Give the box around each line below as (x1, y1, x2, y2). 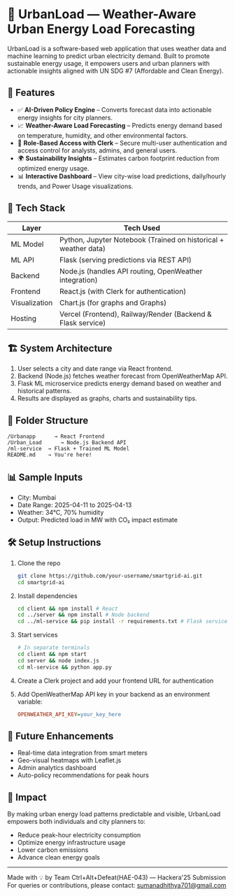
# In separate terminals (17, 644, 90, 651)
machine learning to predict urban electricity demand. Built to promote (7, 52, 211, 60)
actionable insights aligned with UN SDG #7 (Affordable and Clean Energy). (7, 66, 224, 75)
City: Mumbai (17, 493, 57, 502)
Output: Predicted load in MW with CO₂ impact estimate (17, 515, 178, 524)
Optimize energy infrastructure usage (17, 839, 126, 847)
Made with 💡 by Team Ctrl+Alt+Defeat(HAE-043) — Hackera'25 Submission (7, 874, 226, 882)
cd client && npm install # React (17, 605, 118, 612)
